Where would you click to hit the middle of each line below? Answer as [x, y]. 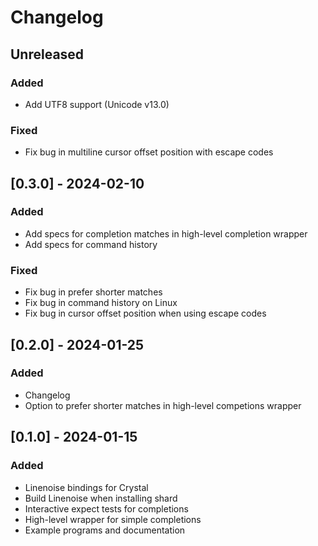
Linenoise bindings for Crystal [86, 487]
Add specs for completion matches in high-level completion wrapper [166, 233]
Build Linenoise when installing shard [101, 498]
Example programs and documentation [105, 530]
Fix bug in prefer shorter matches [93, 292]
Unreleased [47, 54]
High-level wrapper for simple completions [113, 519]
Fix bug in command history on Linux [101, 303]
